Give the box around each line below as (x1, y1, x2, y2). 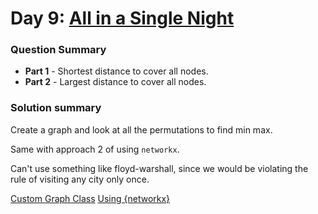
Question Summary (10, 43, 107, 57)
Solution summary (10, 101, 102, 115)
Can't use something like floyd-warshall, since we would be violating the (10, 162, 309, 174)
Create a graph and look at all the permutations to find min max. (10, 123, 273, 136)
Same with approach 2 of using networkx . (10, 143, 180, 155)
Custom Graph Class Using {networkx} (10, 192, 171, 204)
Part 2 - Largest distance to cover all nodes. (24, 76, 207, 88)
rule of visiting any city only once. (10, 173, 150, 185)
